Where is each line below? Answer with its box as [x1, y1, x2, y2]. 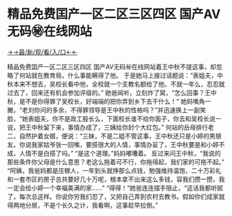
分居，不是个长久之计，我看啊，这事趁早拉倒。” [25, 201, 159, 209]
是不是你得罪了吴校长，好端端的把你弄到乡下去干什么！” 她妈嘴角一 [19, 97, 212, 105]
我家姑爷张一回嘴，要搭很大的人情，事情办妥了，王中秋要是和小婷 [30, 140, 219, 149]
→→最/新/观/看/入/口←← [7, 48, 78, 56]
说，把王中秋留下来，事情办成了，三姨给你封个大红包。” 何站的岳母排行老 [7, 123, 215, 132]
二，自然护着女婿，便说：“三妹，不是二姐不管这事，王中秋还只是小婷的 [7, 132, 210, 140]
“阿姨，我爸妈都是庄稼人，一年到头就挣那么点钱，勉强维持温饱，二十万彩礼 [7, 166, 222, 174]
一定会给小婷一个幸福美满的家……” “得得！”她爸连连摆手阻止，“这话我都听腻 [7, 183, 224, 192]
